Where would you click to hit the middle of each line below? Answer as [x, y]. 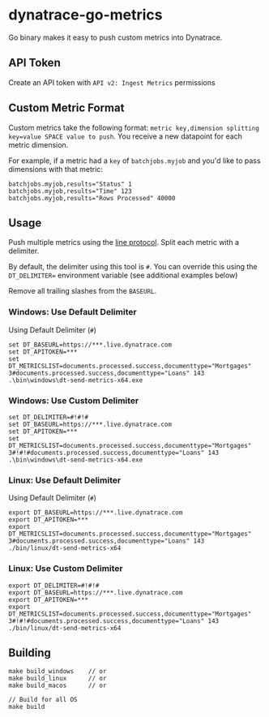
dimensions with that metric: [56, 169]
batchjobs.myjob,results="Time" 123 [70, 191]
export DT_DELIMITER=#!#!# [54, 586]
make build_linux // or [58, 679]
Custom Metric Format [66, 108]
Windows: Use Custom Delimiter [74, 401]
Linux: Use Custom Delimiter [66, 569]
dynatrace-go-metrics [85, 15]
